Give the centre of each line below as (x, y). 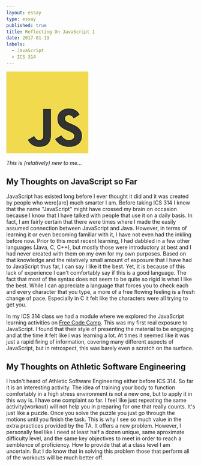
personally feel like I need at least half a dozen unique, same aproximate (95, 432)
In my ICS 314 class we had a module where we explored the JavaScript (95, 316)
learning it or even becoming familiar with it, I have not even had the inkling (99, 234)
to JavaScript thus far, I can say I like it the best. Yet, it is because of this (96, 266)
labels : (16, 44)
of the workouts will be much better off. (55, 458)
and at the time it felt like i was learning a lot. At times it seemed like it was (98, 335)
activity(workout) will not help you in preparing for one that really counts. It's (101, 407)
